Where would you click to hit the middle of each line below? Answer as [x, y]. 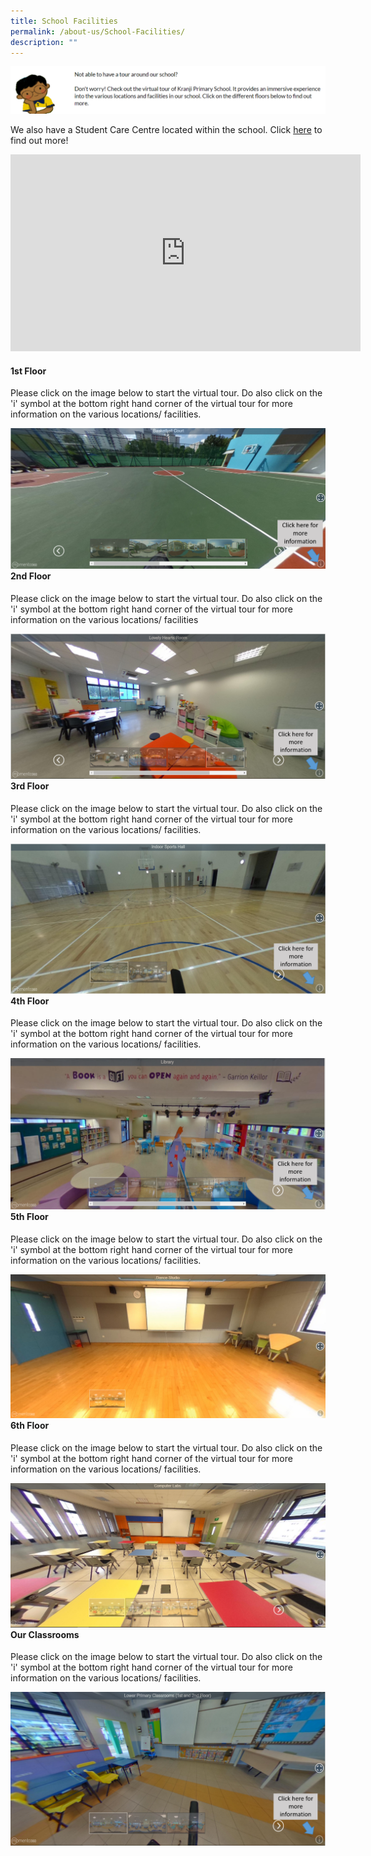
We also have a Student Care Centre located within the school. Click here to [166, 130]
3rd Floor [30, 786]
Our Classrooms [45, 1634]
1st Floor [28, 371]
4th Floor [30, 1001]
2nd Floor [31, 576]
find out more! [39, 141]
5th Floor [29, 1217]
